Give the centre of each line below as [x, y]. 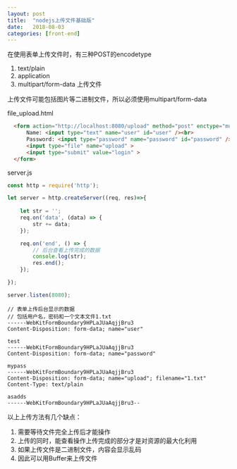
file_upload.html [31, 113]
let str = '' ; [41, 211]
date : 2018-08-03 [36, 27]
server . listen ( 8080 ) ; [39, 295]
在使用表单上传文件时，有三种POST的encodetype [79, 54]
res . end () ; [49, 263]
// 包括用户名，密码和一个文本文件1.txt [59, 317]
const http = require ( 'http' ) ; [53, 185]
